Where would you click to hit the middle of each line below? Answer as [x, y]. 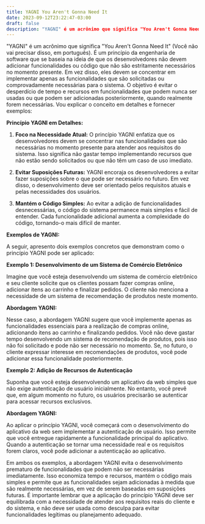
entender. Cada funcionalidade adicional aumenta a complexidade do [102, 216]
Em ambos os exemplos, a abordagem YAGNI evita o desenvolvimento [95, 463]
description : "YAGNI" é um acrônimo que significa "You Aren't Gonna [97, 29]
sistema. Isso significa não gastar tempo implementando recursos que [103, 154]
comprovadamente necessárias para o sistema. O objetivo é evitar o [92, 85]
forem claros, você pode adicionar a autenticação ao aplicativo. [86, 451]
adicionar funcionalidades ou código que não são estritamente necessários [101, 66]
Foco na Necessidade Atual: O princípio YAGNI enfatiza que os [95, 135]
